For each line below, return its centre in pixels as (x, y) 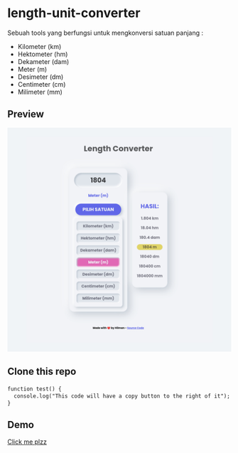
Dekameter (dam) (43, 61)
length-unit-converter (74, 13)
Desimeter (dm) (40, 77)
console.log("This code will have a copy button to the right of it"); (122, 396)
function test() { (34, 389)
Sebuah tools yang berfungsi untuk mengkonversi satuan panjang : (106, 33)
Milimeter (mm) (40, 92)
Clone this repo (42, 372)
